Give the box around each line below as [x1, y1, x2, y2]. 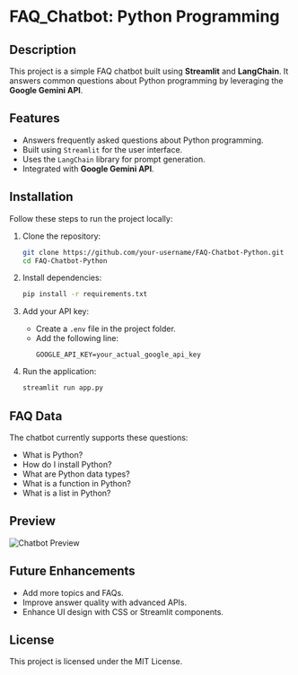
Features [9, 110, 60, 127]
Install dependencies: [22, 272, 102, 284]
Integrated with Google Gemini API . [22, 163, 154, 174]
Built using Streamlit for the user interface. [22, 144, 183, 154]
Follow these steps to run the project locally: [9, 213, 173, 224]
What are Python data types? [22, 469, 130, 479]
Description [9, 42, 76, 57]
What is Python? [22, 449, 83, 460]
